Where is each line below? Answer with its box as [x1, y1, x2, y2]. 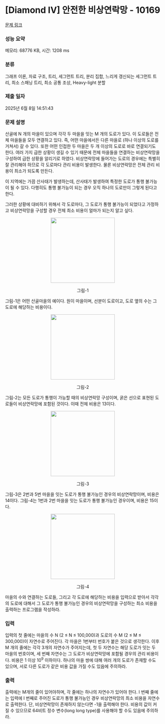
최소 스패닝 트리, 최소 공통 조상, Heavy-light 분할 [11, 80, 106, 85]
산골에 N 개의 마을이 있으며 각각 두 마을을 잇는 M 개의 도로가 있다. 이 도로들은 [5, 131, 154, 137]
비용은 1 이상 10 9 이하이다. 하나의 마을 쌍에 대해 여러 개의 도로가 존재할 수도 [11, 656, 156, 663]
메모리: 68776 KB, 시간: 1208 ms [5, 47, 70, 53]
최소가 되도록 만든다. [14, 168, 54, 174]
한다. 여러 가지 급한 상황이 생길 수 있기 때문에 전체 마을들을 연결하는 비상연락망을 [5, 149, 160, 156]
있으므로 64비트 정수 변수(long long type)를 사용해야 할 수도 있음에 [15, 708, 145, 714]
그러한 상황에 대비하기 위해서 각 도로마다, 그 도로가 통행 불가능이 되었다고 [5, 201, 146, 208]
